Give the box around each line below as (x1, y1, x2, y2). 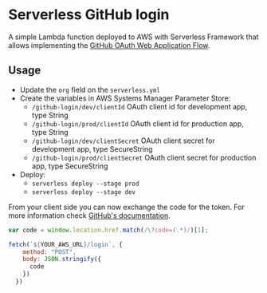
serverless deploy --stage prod (31, 180, 139, 188)
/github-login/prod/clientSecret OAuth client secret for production (31, 152, 257, 162)
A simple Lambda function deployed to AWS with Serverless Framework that (8, 32, 259, 42)
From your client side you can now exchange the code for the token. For (8, 202, 245, 212)
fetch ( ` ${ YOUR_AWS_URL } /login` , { (8, 240, 124, 248)
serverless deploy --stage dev (31, 188, 136, 196)
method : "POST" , (22, 247, 77, 256)
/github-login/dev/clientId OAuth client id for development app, (31, 101, 248, 111)
